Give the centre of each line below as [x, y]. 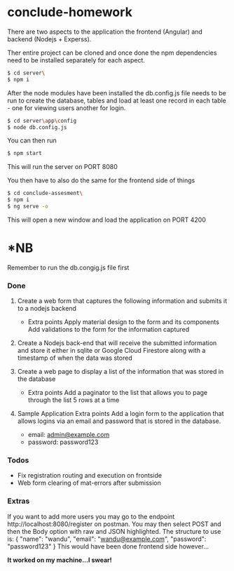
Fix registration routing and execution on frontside [90, 476]
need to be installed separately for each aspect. [76, 60]
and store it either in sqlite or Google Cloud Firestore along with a [111, 351]
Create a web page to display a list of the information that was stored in [121, 372]
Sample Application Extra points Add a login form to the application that [121, 414]
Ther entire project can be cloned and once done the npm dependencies [112, 53]
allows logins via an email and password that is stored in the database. [119, 421]
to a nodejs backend [47, 309]
